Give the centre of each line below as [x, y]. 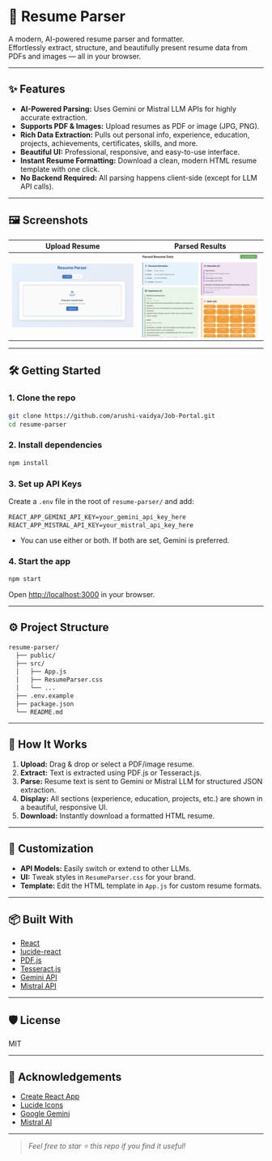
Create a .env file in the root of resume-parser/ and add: [101, 501]
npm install [28, 463]
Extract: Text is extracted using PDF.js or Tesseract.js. [111, 772]
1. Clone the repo [42, 398]
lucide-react [40, 952]
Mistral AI [36, 1122]
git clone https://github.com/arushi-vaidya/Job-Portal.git [112, 416]
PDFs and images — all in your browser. [75, 56]
